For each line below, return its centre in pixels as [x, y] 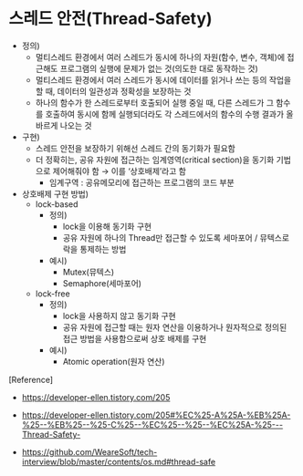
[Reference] [31, 379]
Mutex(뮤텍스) [89, 272]
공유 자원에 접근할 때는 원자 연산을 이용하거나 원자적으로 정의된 [175, 327]
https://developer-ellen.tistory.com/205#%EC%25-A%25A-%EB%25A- [156, 415]
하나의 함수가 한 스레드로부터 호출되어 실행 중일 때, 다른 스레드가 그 [155, 102]
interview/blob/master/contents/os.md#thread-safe [119, 461]
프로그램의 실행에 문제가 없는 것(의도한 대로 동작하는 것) [159, 68]
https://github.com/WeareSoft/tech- [89, 451]
